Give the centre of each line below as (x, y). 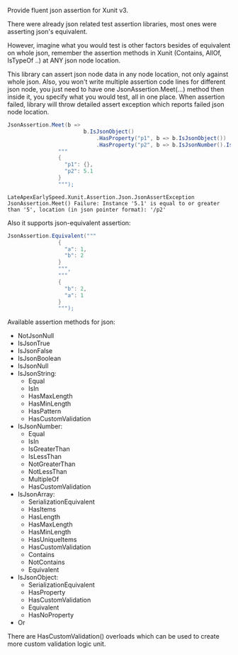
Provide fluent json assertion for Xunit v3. (68, 10)
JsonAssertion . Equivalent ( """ (52, 236)
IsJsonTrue (34, 343)
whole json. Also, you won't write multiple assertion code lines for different (117, 82)
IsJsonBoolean (39, 359)
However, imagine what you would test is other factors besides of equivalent (119, 45)
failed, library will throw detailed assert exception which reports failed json (116, 104)
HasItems (42, 509)
